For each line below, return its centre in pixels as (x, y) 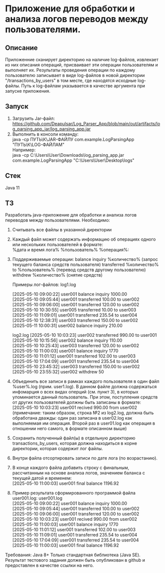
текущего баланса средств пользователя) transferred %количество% (85, 265)
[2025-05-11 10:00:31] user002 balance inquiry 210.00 (67, 325)
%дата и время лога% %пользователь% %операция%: (71, 250)
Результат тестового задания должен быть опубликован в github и (75, 560)
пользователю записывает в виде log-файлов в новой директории (75, 75)
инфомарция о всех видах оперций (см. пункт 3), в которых (75, 392)
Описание (21, 48)
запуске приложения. (28, 91)
